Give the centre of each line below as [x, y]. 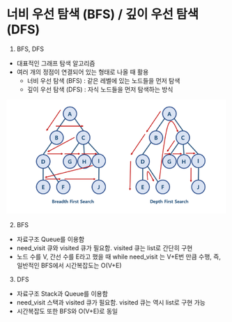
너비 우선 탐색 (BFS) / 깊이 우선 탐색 [103, 14]
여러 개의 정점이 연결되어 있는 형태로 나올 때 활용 [83, 72]
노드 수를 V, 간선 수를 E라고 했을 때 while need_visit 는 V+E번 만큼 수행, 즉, [118, 257]
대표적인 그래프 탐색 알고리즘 [56, 63]
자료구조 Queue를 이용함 [51, 239]
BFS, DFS [30, 49]
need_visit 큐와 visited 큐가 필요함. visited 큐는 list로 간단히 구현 [105, 248]
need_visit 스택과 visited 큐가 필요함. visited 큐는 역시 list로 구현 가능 [111, 302]
